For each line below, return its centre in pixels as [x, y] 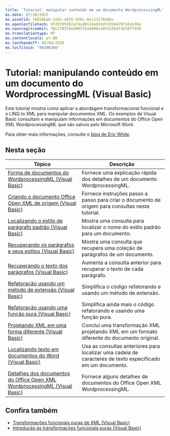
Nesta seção [26, 150]
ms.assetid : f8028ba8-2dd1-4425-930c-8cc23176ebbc [60, 19]
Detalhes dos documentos [39, 374]
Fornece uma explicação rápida [119, 173]
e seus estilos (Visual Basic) [41, 251]
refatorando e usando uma [113, 311]
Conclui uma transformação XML [121, 326]
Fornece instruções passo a [115, 194]
